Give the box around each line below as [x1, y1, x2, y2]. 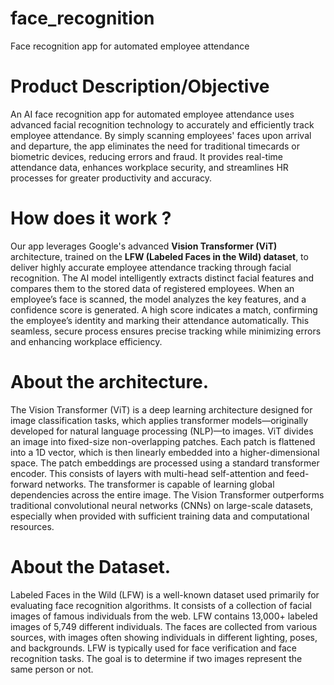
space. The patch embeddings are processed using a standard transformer [10, 457, 320, 469]
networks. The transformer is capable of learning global [44, 478, 275, 490]
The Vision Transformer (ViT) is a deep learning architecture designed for [10, 403, 313, 416]
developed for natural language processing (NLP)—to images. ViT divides [10, 425, 314, 437]
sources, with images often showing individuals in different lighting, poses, [10, 631, 318, 643]
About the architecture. [10, 371, 210, 393]
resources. [10, 520, 55, 532]
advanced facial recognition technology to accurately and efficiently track [10, 118, 315, 131]
